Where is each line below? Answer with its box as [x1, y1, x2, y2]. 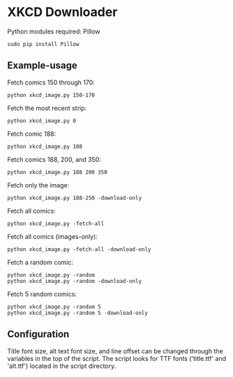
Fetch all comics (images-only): [7, 232, 98, 240]
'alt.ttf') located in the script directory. [7, 362, 116, 370]
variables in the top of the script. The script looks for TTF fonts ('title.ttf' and [7, 354, 227, 362]
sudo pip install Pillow [7, 40, 80, 47]
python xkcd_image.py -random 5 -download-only [7, 309, 149, 316]
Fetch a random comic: [7, 258, 73, 266]
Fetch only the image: [7, 180, 70, 189]
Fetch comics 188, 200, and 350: [7, 155, 101, 164]
